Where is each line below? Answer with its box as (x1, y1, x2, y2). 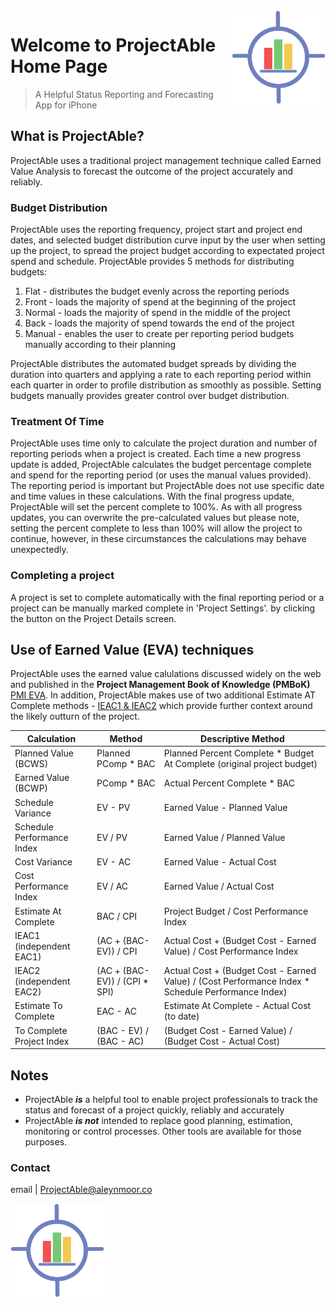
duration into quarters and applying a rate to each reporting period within (10, 369, 312, 381)
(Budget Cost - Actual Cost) (163, 1035, 281, 1047)
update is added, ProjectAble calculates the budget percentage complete (10, 459, 312, 471)
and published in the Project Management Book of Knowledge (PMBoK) (10, 679, 311, 691)
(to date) (163, 1010, 200, 1023)
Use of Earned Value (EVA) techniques (10, 642, 255, 659)
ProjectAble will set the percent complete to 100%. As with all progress (10, 501, 303, 513)
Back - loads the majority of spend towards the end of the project (24, 317, 295, 329)
